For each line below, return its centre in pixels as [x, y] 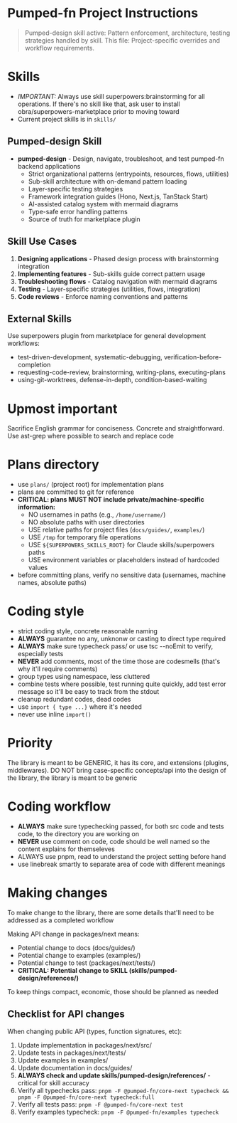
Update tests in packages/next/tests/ [72, 1053]
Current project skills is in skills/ [67, 119]
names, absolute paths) [52, 583]
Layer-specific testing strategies [76, 189]
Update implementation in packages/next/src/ [85, 1045]
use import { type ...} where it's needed [79, 707]
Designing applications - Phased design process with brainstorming [118, 258]
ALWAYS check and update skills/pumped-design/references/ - [114, 1075]
